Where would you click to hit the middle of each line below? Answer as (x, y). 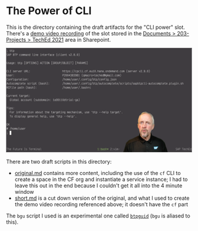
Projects (16, 39)
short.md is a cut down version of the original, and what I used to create (102, 198)
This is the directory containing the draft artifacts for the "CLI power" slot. (96, 27)
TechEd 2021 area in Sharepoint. (71, 39)
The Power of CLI (49, 11)
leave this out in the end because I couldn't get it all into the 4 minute (98, 186)
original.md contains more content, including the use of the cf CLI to (98, 173)
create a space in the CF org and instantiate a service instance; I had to (101, 179)
